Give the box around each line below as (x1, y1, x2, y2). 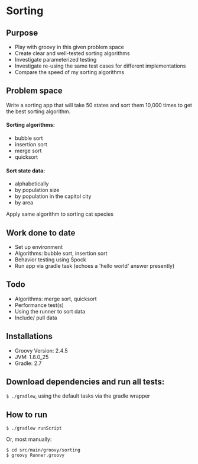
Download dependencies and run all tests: (6, 377, 165, 387)
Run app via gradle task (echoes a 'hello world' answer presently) (14, 263, 175, 270)
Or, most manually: (6, 436, 52, 443)
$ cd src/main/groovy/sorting (6, 447, 81, 453)
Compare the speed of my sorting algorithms (14, 69, 125, 75)
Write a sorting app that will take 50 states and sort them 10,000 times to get (6, 101, 192, 108)
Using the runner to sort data (14, 308, 86, 315)
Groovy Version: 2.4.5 (14, 347, 68, 354)
